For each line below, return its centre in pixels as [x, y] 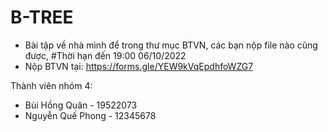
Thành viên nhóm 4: [51, 85]
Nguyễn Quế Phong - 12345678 [90, 115]
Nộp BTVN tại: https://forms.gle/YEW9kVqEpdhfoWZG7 [139, 66]
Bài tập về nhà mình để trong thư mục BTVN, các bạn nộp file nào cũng [171, 45]
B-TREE [42, 17]
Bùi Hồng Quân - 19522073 [81, 105]
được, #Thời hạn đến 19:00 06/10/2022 [105, 55]
